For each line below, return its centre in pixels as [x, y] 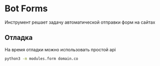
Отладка [19, 38]
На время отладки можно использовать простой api [60, 49]
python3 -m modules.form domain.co [41, 59]
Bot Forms [26, 9]
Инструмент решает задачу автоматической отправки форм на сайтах [80, 22]
